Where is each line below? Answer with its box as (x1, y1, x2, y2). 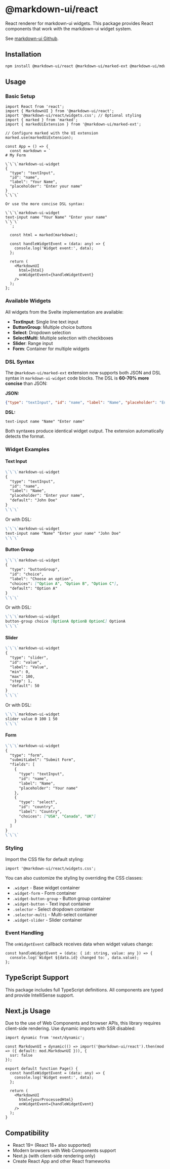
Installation (5, 50, 41, 59)
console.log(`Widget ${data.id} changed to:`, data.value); (10, 955, 139, 960)
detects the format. (5, 433, 46, 439)
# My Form (5, 153, 26, 158)
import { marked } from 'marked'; (5, 117, 78, 122)
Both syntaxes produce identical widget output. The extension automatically (5, 427, 164, 434)
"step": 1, (10, 679, 33, 684)
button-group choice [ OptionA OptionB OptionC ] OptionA (5, 619, 125, 624)
